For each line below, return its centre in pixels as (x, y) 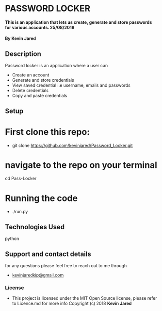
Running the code (41, 198)
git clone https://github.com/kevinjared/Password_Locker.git (72, 145)
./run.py (20, 212)
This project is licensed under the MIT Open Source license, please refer (84, 298)
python (12, 238)
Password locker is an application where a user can (57, 66)
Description (23, 54)
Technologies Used (35, 227)
